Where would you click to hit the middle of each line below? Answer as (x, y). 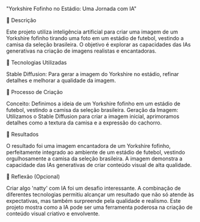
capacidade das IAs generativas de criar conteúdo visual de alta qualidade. (99, 165)
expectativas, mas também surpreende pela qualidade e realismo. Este (93, 201)
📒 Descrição (21, 20)
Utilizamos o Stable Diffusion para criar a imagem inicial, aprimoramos (93, 116)
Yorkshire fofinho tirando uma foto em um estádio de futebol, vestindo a (95, 38)
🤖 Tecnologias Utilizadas (37, 63)
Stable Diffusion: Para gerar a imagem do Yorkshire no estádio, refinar (93, 74)
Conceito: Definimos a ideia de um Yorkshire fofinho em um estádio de (93, 104)
